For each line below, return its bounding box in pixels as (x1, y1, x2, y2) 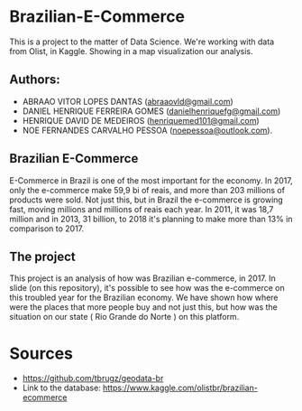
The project (9, 248, 76, 264)
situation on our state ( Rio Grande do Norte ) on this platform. (9, 312, 240, 322)
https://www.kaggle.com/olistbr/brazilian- (102, 382, 259, 394)
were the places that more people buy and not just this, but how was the (9, 302, 278, 313)
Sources (9, 343, 74, 363)
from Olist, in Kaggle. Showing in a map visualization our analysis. (9, 45, 254, 56)
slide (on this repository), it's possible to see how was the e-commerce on (9, 283, 286, 294)
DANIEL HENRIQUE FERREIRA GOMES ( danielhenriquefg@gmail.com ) (22, 106, 281, 117)
